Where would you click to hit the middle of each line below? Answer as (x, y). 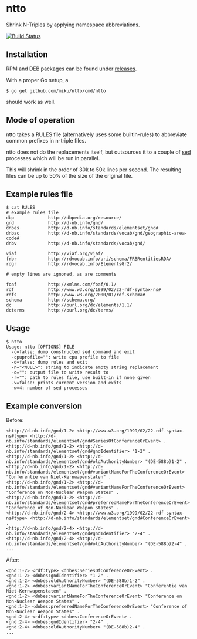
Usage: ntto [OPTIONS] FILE (40, 347)
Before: (15, 420)
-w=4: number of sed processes (50, 388)
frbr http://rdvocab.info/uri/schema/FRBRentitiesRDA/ (89, 259)
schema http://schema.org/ (51, 300)
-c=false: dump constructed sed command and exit (73, 352)
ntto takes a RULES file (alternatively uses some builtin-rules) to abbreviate (97, 134)
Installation (27, 55)
